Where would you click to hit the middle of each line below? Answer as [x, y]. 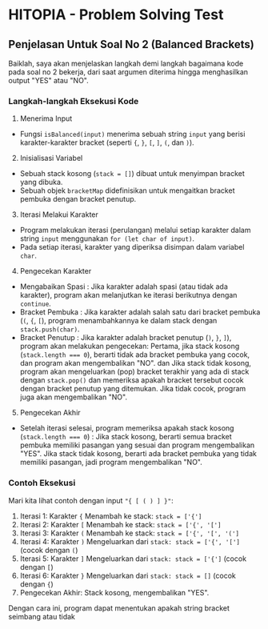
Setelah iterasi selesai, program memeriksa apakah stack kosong [127, 428]
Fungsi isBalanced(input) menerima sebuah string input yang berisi [132, 134]
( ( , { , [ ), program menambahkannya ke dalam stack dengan [118, 321]
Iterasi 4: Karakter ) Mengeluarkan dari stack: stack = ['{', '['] [130, 541]
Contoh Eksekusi [42, 483]
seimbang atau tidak [42, 616]
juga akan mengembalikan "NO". [74, 397]
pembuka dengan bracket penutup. [78, 199]
